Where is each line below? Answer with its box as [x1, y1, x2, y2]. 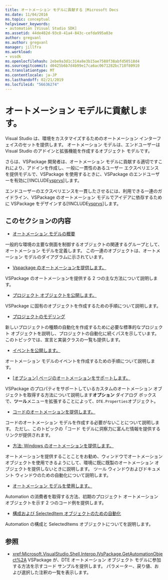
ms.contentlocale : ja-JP [5, 73, 57, 78]
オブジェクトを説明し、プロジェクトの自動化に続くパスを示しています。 [10, 331, 159, 337]
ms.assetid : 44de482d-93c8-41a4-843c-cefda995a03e [5, 31, 113, 36]
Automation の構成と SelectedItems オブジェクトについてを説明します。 [5, 521, 153, 527]
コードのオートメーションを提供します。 [12, 409, 96, 415]
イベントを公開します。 [12, 347, 61, 354]
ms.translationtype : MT [5, 68, 55, 73]
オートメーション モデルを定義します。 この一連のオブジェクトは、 [5, 248, 143, 254]
